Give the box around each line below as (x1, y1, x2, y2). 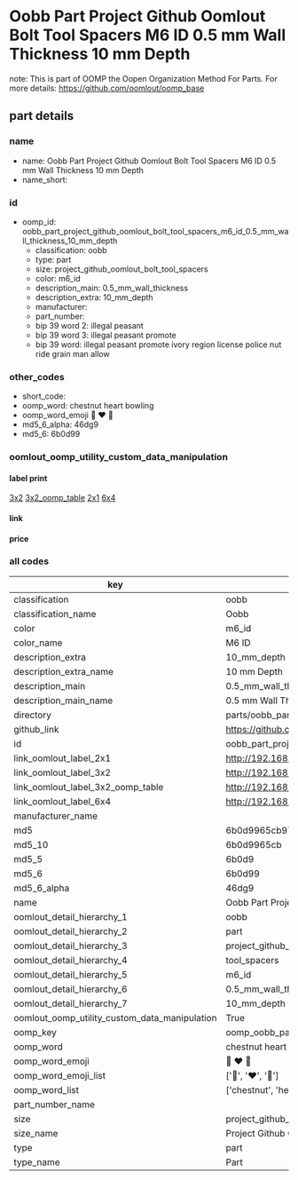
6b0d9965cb (225, 838, 282, 851)
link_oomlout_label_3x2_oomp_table (13, 780, 164, 793)
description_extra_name (13, 665, 114, 677)
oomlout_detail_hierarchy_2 (13, 925, 128, 938)
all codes (9, 555, 50, 567)
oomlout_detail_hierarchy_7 (13, 997, 128, 1010)
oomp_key (13, 1026, 58, 1038)
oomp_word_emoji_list (13, 1069, 106, 1081)
